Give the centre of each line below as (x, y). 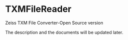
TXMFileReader (38, 9)
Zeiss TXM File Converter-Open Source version (54, 23)
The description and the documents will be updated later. (64, 32)
